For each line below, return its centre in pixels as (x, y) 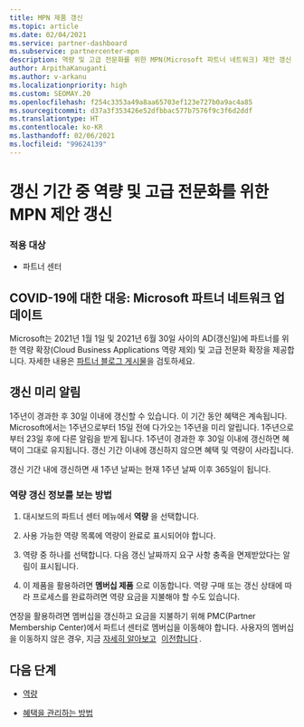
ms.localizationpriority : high (68, 85)
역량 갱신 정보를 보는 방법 (61, 495)
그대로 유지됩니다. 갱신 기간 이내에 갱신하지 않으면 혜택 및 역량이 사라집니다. (160, 450)
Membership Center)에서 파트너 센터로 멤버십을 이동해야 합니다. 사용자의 (140, 627)
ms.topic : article (44, 26)
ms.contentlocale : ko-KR (56, 128)
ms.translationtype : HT (54, 119)
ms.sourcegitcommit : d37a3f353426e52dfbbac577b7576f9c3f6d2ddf (131, 111)
